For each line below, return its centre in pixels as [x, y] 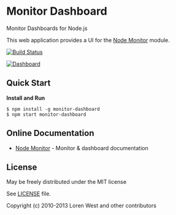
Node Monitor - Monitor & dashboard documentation [82, 148]
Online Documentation [50, 133]
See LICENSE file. [29, 194]
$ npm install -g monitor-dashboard [53, 109]
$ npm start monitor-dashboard [46, 115]
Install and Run [26, 98]
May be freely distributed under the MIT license [67, 182]
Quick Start [29, 83]
